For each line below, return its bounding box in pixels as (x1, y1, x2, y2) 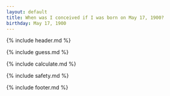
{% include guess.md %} (6, 49, 69, 56)
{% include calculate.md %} (6, 60, 76, 67)
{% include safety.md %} (6, 72, 69, 80)
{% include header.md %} (6, 37, 71, 44)
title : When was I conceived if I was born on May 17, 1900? (6, 15, 165, 21)
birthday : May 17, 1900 (6, 20, 67, 26)
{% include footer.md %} (6, 84, 69, 91)
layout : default (6, 9, 47, 15)
